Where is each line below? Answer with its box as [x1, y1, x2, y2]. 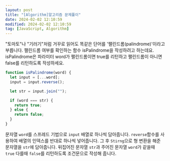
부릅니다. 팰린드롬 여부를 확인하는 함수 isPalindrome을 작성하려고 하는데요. [5, 47, 154, 53]
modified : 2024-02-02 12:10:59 [5, 21, 72, 27]
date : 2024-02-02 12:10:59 [5, 17, 62, 22]
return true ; [14, 103, 42, 108]
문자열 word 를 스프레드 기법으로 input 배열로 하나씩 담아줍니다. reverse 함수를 [5, 131, 159, 137]
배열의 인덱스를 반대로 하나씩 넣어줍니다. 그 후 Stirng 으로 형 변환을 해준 [18, 138, 161, 144]
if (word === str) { [10, 98, 53, 103]
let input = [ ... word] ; [10, 75, 60, 80]
